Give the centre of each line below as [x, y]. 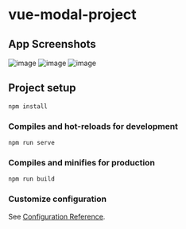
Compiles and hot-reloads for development [93, 126]
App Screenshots [52, 44]
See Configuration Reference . [57, 216]
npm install [28, 106]
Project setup [43, 88]
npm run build [32, 179]
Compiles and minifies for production [81, 163]
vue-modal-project [72, 15]
